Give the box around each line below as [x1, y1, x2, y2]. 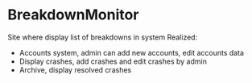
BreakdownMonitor [7, 6, 139, 24]
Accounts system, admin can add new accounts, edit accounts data [19, 48, 245, 57]
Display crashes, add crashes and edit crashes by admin [19, 56, 207, 66]
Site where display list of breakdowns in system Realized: [7, 32, 198, 42]
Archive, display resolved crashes [19, 64, 132, 74]
